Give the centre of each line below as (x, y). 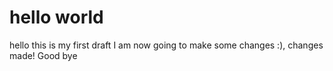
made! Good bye (43, 55)
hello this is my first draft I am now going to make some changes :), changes (166, 45)
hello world (56, 17)
